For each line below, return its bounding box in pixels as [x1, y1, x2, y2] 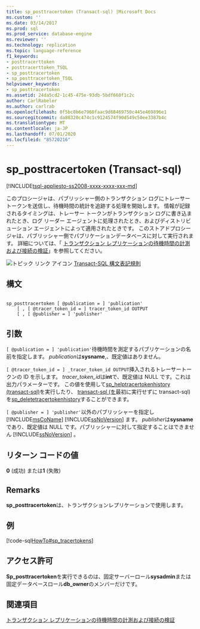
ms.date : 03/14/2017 [6, 20, 58, 26]
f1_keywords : [6, 53, 39, 59]
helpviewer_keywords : [6, 81, 60, 87]
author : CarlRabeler [6, 98, 58, 104]
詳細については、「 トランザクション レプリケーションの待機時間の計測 [17, 239, 190, 247]
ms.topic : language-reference [6, 48, 82, 54]
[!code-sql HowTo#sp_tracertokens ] [6, 537, 94, 544]
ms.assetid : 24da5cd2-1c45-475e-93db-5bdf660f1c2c [6, 92, 135, 98]
